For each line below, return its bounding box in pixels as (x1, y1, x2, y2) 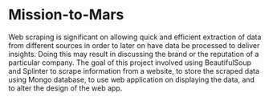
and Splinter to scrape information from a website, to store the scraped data (8, 66, 259, 75)
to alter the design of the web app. (8, 83, 123, 93)
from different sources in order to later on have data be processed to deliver (8, 40, 260, 50)
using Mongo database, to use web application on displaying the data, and (8, 75, 255, 84)
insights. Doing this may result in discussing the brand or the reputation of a (8, 49, 259, 59)
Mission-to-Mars (8, 6, 124, 24)
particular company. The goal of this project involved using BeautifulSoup (8, 58, 251, 67)
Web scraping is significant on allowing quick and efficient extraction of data (8, 32, 262, 42)
